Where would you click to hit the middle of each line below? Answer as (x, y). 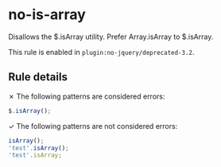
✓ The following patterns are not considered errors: (93, 126)
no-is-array (47, 15)
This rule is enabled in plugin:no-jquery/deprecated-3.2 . (101, 52)
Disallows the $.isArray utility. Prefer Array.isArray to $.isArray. (111, 37)
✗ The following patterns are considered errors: (87, 96)
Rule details (38, 77)
